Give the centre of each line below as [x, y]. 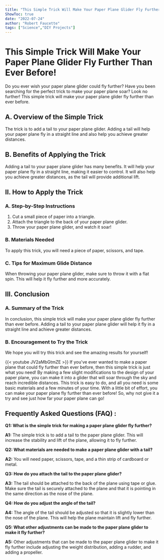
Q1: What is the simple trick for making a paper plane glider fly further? [79, 425]
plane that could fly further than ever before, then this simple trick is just [78, 367]
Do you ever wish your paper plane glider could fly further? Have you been [80, 86]
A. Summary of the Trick [35, 308]
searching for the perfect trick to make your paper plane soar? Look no [76, 91]
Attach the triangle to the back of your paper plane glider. [70, 222]
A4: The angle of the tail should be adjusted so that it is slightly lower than [80, 512]
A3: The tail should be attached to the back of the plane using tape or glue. [81, 483]
